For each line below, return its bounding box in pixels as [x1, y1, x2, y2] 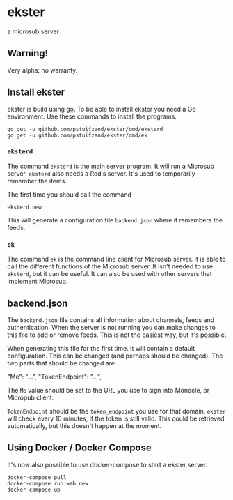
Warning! [7, 47, 49, 59]
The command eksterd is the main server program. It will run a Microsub [7, 162, 214, 170]
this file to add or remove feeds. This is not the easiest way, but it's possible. [7, 331, 227, 339]
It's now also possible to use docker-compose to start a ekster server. [7, 460, 208, 469]
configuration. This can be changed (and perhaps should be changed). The [7, 351, 223, 360]
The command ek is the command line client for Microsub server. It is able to [7, 255, 226, 264]
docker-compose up [7, 486, 61, 493]
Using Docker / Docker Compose [7, 442, 152, 454]
